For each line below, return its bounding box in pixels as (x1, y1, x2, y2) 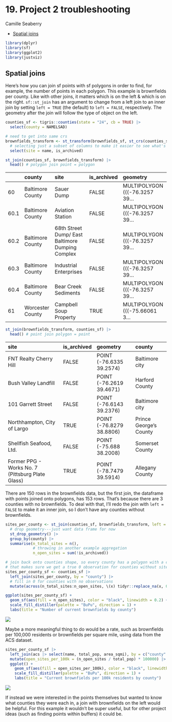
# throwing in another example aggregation (32, 545, 127, 551)
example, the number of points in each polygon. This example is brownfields (5, 88, 166, 94)
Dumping (54, 244, 77, 251)
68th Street (54, 225, 82, 232)
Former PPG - (8, 458, 42, 465)
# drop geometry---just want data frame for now (10, 526, 116, 532)
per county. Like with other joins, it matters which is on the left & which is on (5, 93, 166, 100)
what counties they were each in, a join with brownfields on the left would (5, 700, 161, 706)
